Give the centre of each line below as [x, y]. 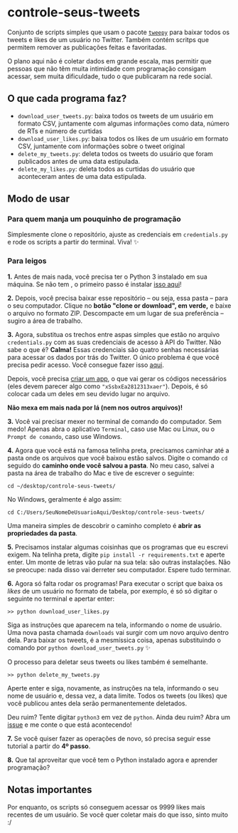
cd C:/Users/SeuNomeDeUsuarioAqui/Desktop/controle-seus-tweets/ [106, 512]
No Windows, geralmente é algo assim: [65, 499]
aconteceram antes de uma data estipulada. [82, 176]
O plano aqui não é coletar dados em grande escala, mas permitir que [109, 61]
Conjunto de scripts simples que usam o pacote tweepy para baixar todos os [118, 32]
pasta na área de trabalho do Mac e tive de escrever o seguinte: [101, 473]
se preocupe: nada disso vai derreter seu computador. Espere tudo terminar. [119, 569]
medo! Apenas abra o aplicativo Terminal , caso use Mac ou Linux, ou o [111, 429]
